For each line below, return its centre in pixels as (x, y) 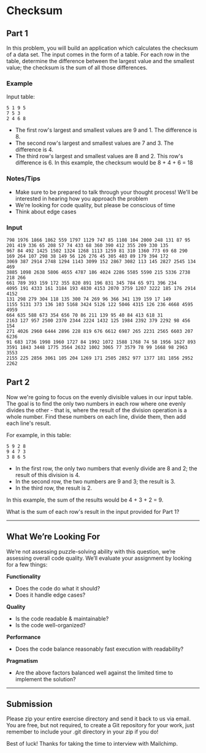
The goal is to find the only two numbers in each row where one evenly (96, 403)
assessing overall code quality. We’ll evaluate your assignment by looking (99, 558)
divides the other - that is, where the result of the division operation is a (97, 410)
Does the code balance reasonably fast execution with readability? (99, 649)
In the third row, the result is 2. (54, 487)
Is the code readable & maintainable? (62, 618)
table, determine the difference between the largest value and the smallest (101, 61)
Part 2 (18, 382)
